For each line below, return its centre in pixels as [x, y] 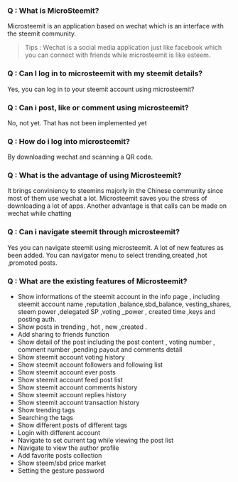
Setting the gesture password [61, 471]
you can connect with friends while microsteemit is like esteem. [118, 55]
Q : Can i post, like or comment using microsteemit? [98, 108]
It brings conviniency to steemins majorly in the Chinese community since [115, 191]
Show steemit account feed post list [70, 380]
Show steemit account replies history [72, 395]
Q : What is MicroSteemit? [53, 11]
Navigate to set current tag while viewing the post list [96, 441]
